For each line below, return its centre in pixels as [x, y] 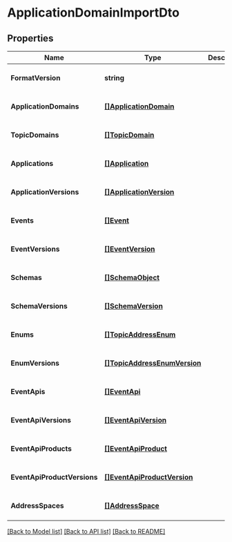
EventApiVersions [41, 420]
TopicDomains [35, 135]
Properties [30, 38]
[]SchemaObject [132, 278]
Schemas [27, 278]
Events [22, 221]
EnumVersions [35, 363]
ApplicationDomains [45, 106]
